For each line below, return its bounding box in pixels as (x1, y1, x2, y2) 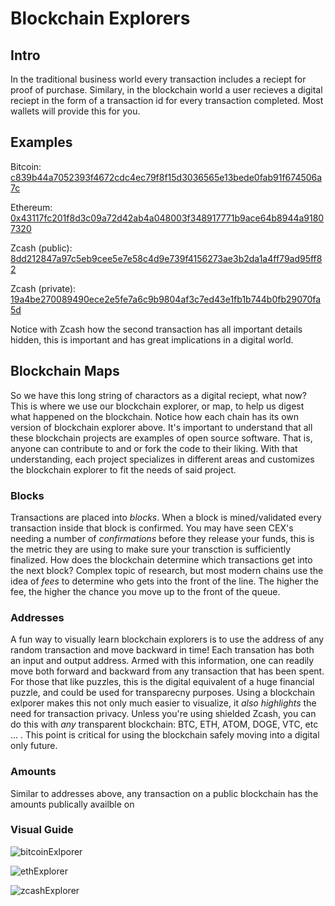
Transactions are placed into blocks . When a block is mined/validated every (10, 511, 322, 523)
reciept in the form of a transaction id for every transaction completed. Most (10, 95, 324, 106)
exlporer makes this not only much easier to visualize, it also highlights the (10, 697, 317, 709)
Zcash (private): (10, 282, 77, 294)
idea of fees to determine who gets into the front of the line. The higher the (10, 575, 319, 587)
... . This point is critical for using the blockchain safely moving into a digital (10, 729, 320, 741)
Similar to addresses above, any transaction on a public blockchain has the (10, 787, 319, 799)
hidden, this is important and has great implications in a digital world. (10, 333, 294, 346)
